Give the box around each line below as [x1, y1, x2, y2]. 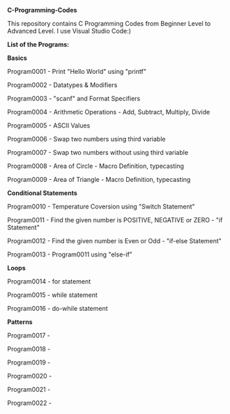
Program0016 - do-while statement [7, 305, 108, 312]
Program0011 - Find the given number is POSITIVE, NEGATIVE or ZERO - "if [7, 216, 223, 224]
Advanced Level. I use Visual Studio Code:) [7, 27, 131, 35]
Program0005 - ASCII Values [7, 121, 91, 130]
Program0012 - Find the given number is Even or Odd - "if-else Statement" [7, 237, 222, 245]
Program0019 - [7, 358, 51, 367]
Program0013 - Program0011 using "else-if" [7, 250, 132, 259]
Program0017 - [7, 331, 51, 339]
